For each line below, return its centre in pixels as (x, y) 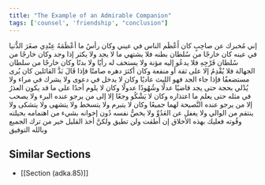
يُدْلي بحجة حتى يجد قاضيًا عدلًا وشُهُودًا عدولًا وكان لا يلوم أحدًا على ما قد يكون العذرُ (129, 87)
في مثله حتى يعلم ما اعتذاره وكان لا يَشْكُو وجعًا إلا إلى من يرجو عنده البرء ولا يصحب (130, 96)
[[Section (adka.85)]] (54, 173)
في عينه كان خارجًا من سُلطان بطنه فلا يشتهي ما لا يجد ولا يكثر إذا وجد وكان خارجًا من (133, 54)
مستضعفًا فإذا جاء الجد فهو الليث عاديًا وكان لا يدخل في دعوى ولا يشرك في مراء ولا (129, 79)
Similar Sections (50, 154)
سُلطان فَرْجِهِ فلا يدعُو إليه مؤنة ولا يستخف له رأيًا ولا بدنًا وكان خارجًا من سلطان (124, 62)
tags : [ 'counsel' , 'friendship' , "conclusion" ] (89, 23)
